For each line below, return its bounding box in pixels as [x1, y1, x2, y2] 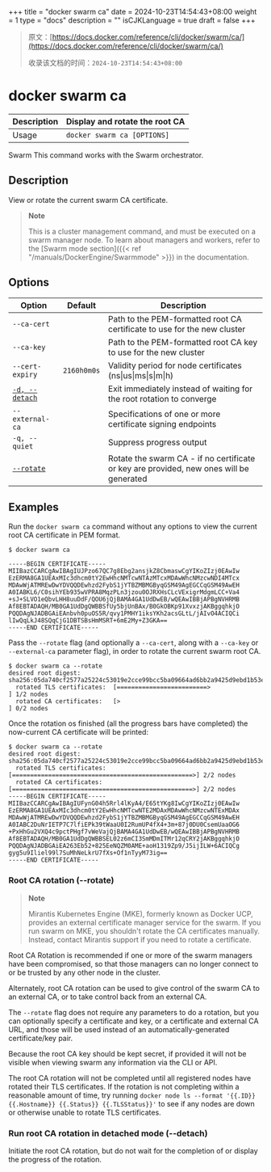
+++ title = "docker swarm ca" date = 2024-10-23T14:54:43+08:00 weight [8, 7, 257, 16]
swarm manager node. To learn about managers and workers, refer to [27, 234, 261, 245]
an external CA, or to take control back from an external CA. [8, 992, 207, 1001]
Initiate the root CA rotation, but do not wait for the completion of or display [8, 1145, 258, 1155]
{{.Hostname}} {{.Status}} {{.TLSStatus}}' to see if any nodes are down [8, 1098, 256, 1108]
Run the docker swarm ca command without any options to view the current [8, 521, 258, 532]
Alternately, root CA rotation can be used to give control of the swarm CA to [8, 983, 261, 993]
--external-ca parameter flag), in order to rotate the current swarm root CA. [8, 647, 261, 656]
